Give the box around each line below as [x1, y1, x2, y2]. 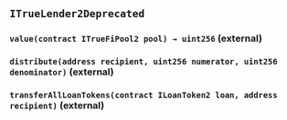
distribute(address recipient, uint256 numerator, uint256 [9, 56, 278, 67]
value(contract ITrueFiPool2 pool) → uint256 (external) [9, 32, 263, 45]
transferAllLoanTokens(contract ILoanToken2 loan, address [9, 90, 278, 101]
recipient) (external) [9, 99, 105, 112]
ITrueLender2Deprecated [9, 7, 145, 21]
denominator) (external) [9, 65, 114, 78]
